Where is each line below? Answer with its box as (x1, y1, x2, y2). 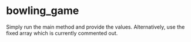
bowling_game (6, 4, 79, 17)
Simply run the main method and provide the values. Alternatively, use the (6, 23, 185, 30)
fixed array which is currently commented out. (6, 29, 118, 36)
